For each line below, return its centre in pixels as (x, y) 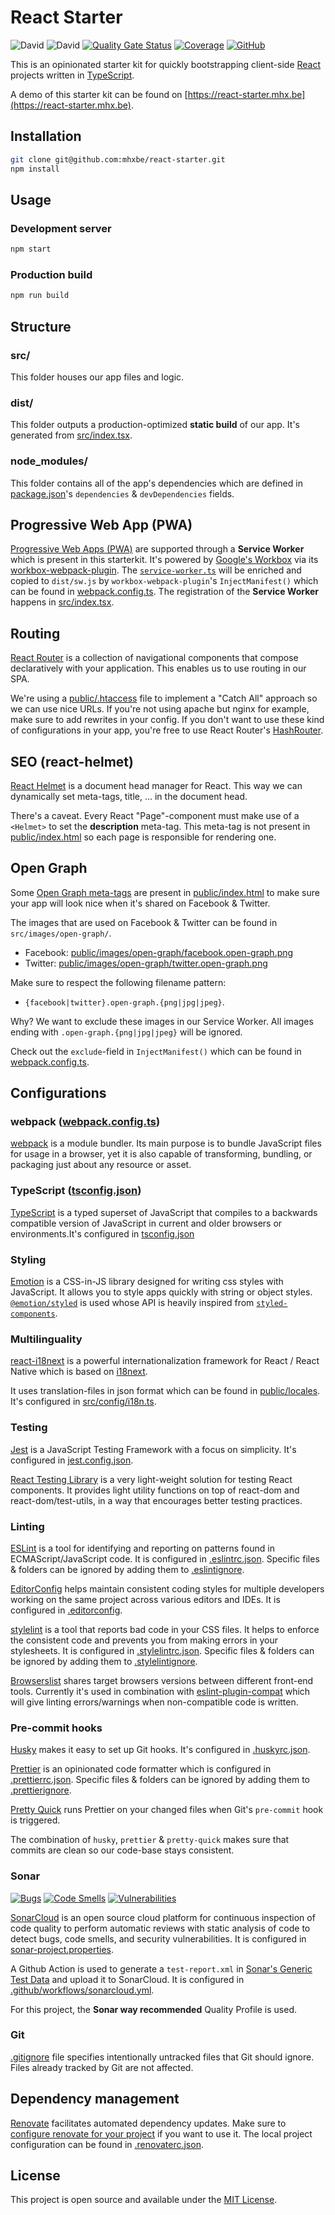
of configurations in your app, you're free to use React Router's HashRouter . (167, 730)
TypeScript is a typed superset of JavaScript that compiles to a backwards (164, 1212)
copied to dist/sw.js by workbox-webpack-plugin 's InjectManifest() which (164, 581)
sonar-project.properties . (62, 1949)
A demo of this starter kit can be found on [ (99, 94)
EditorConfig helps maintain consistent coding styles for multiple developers (167, 1588)
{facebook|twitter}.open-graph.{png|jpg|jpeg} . (124, 1002)
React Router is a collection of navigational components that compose (154, 658)
